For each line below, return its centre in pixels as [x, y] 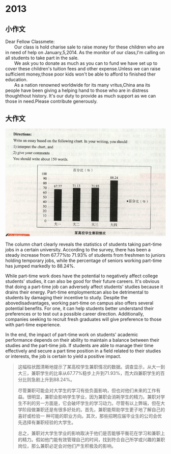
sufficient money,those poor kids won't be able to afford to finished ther [81, 74]
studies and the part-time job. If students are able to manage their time [79, 346]
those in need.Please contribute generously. [51, 101]
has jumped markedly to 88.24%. [40, 266]
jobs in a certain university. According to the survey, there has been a [78, 250]
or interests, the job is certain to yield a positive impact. [63, 356]
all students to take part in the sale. [42, 58]
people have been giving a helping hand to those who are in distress [77, 90]
